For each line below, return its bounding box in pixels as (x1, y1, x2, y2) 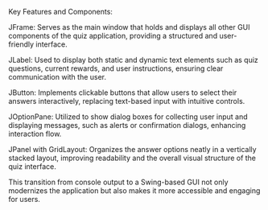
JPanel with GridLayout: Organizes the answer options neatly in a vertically (8, 145, 257, 154)
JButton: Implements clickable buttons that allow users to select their (8, 88, 237, 97)
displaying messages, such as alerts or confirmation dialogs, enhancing (8, 121, 246, 130)
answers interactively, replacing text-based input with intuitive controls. (8, 97, 245, 105)
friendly (8, 39, 35, 49)
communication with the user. (8, 72, 107, 81)
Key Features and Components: (8, 7, 113, 16)
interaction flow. (8, 129, 62, 138)
